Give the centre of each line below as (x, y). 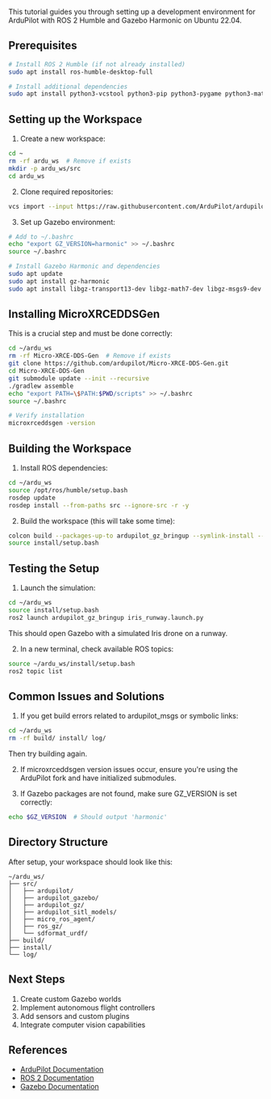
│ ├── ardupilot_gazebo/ (54, 897)
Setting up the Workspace (75, 119)
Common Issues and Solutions (87, 696)
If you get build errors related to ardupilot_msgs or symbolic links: (129, 716)
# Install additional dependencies (68, 87)
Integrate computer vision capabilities (83, 1025)
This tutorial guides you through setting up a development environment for (132, 12)
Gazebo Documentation (59, 1087)
